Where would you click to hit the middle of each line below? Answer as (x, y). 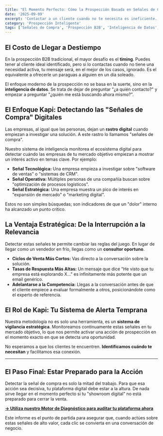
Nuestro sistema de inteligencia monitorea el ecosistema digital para (73, 149)
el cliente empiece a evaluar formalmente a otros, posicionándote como (84, 289)
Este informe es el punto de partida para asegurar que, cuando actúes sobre (81, 418)
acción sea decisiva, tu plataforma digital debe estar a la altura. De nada (77, 389)
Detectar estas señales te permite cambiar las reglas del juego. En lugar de (80, 244)
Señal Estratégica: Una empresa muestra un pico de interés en (75, 189)
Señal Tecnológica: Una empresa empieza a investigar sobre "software (84, 169)
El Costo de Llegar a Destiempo (53, 47)
